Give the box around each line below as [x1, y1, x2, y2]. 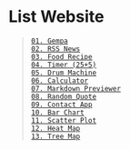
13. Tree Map [30, 132, 81, 141]
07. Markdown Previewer [30, 84, 122, 93]
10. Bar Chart [30, 107, 85, 117]
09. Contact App [30, 100, 93, 109]
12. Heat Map [30, 124, 81, 133]
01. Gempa [30, 36, 69, 45]
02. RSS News [30, 44, 81, 54]
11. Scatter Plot [30, 115, 97, 125]
